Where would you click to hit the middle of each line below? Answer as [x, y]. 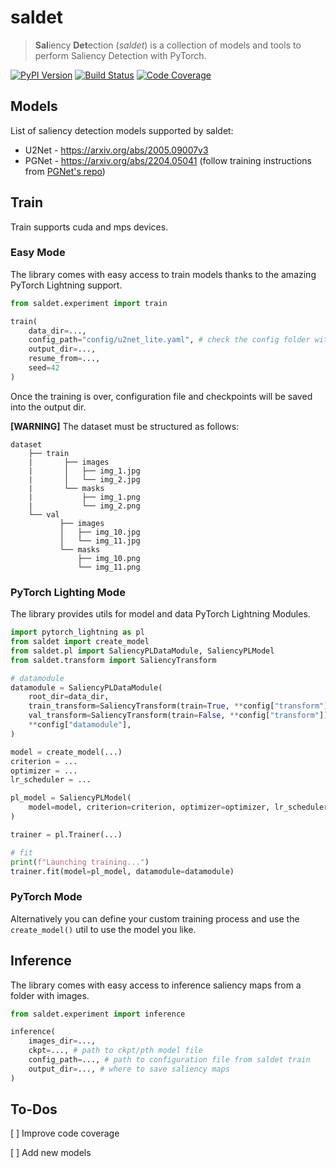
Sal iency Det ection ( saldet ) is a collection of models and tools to [168, 45]
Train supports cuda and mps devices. [89, 227]
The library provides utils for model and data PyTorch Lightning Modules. [160, 614]
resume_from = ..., [64, 359]
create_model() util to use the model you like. [103, 929]
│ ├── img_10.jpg [100, 532]
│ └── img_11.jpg [100, 541]
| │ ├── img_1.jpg [84, 471]
